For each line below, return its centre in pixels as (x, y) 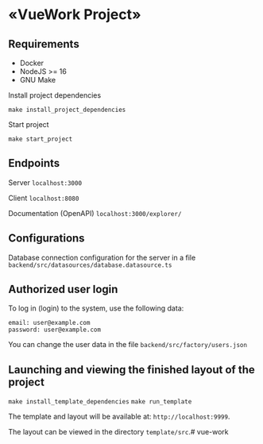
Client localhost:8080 (44, 198)
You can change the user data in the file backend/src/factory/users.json (128, 345)
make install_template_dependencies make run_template (100, 402)
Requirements (44, 44)
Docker (32, 63)
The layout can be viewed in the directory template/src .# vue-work (118, 432)
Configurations (46, 239)
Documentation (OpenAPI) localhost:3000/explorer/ (95, 213)
